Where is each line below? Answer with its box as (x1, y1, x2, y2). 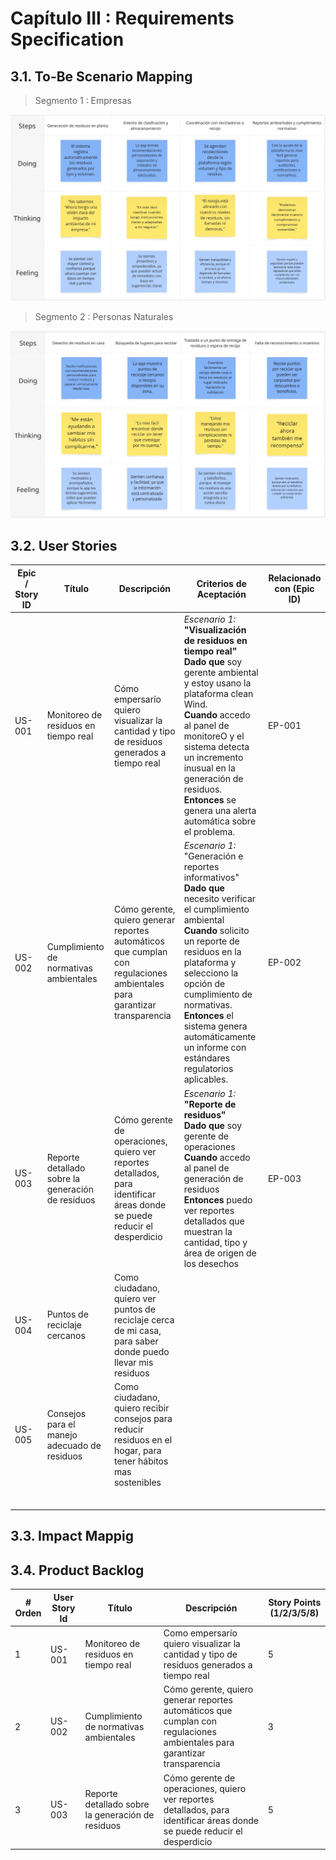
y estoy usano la (183, 677, 252, 689)
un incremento (183, 752, 244, 764)
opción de (183, 978, 226, 990)
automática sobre (183, 815, 257, 827)
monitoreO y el (183, 730, 245, 742)
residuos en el (113, 1434, 173, 1446)
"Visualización (183, 624, 247, 636)
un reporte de (183, 935, 240, 947)
